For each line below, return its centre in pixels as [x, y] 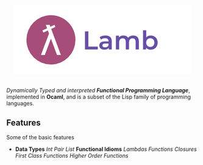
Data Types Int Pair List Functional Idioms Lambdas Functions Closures [106, 149]
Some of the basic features [40, 137]
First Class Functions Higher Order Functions [72, 156]
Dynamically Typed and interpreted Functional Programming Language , [98, 90]
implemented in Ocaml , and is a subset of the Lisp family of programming [98, 97]
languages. [20, 103]
